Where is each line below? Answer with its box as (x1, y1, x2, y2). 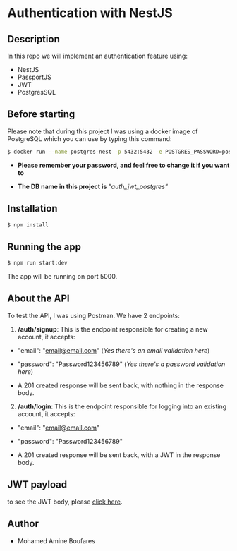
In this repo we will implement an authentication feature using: (7, 52, 188, 60)
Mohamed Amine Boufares (17, 536, 95, 545)
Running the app (7, 241, 81, 253)
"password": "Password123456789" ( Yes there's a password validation (17, 360, 226, 368)
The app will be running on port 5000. (7, 272, 118, 281)
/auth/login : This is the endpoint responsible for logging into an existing (17, 402, 227, 411)
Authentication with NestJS (7, 5, 173, 21)
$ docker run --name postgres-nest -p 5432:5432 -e (7, 148, 162, 155)
